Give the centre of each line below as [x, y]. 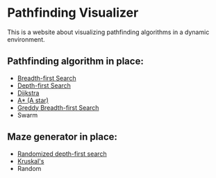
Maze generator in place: [63, 137]
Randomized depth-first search [62, 154]
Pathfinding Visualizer [73, 13]
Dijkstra [28, 92]
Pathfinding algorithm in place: [75, 62]
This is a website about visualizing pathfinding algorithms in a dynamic [108, 32]
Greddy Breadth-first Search [58, 107]
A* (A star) [33, 100]
